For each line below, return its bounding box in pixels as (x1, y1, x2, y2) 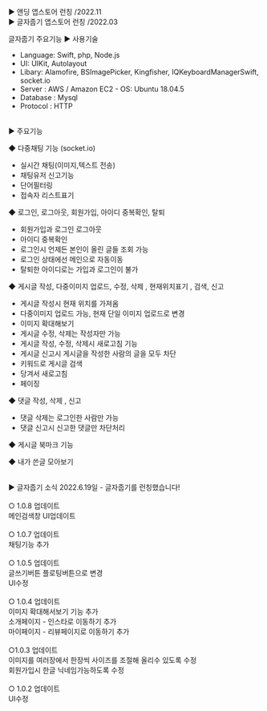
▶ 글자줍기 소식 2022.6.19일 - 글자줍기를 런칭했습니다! (8, 483, 180, 492)
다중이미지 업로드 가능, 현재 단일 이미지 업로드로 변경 (19, 309, 185, 318)
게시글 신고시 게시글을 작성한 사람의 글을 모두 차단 (19, 349, 176, 358)
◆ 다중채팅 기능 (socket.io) (8, 143, 96, 153)
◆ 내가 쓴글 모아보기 (8, 457, 74, 467)
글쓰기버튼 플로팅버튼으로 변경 (8, 568, 103, 578)
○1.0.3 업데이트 (8, 645, 59, 655)
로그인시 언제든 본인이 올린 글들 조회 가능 (19, 244, 149, 254)
